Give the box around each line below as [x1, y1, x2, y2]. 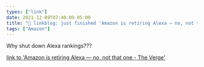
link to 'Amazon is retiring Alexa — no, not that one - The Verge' [6, 54, 166, 61]
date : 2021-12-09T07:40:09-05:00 [6, 14, 91, 21]
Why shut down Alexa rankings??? [6, 42, 92, 49]
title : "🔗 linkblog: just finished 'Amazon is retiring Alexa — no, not [6, 20, 194, 26]
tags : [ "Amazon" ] [6, 25, 50, 32]
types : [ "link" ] [6, 8, 47, 15]
